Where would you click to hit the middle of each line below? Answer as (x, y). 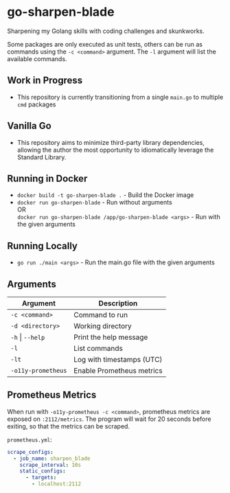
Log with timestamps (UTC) (118, 359)
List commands (98, 348)
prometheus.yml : (30, 439)
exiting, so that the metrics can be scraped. (69, 426)
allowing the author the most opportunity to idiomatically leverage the (115, 150)
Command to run (101, 315)
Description (118, 303)
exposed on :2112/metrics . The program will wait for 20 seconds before (109, 419)
